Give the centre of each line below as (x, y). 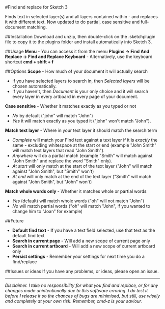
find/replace (25, 262)
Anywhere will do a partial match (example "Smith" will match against (82, 155)
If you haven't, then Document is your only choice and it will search (80, 91)
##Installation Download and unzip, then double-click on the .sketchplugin (80, 37)
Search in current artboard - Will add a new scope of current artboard (84, 246)
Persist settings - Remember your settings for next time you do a (78, 256)
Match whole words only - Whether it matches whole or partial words (76, 191)
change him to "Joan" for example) (47, 211)
